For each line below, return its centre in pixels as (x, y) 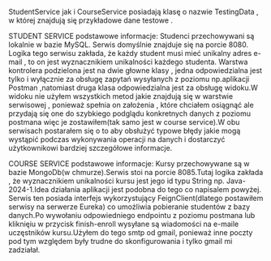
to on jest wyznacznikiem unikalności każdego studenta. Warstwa (138, 62)
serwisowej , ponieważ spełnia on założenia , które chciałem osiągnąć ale (131, 105)
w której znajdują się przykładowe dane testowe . (90, 20)
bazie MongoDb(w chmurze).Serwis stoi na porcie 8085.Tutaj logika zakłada (136, 172)
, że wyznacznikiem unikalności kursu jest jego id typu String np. (116, 181)
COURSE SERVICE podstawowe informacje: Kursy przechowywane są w (129, 164)
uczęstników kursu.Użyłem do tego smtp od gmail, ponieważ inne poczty (131, 233)
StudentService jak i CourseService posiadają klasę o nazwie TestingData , (133, 12)
